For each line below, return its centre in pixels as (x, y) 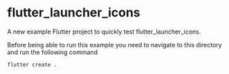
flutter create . (32, 64)
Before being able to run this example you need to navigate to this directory (115, 45)
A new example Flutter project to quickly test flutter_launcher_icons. (104, 32)
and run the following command (53, 52)
